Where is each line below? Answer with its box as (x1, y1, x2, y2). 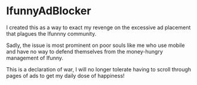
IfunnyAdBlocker (6, 4, 91, 18)
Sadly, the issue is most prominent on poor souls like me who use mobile (6, 42, 185, 49)
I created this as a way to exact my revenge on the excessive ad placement (6, 24, 191, 31)
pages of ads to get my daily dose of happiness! (6, 72, 125, 79)
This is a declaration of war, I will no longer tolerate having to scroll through (6, 65, 192, 73)
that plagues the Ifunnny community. (6, 30, 97, 37)
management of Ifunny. (6, 54, 64, 61)
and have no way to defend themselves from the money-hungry (6, 48, 163, 55)
